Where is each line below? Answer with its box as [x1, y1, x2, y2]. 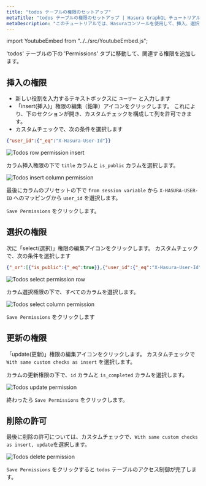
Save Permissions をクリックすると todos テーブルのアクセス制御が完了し [6, 466, 192, 473]
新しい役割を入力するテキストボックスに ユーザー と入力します [15, 95, 171, 102]
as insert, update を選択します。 [6, 441, 91, 449]
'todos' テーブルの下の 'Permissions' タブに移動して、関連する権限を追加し [6, 50, 196, 57]
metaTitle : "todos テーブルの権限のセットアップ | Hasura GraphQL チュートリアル [6, 15, 201, 21]
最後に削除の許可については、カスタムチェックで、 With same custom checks [6, 433, 198, 441]
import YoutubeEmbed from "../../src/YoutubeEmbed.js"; [6, 37, 148, 45]
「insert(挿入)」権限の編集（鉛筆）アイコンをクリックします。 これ [15, 103, 185, 110]
